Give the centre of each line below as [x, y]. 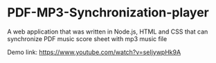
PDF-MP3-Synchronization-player [108, 13]
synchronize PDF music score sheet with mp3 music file [87, 38]
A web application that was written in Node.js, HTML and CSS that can [108, 32]
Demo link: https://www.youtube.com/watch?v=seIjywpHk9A [94, 52]
